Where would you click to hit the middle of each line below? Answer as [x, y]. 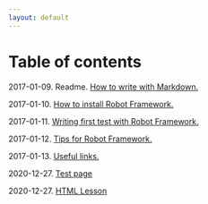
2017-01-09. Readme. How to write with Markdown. [104, 87]
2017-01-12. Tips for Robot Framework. [80, 139]
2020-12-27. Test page [51, 173]
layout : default [39, 17]
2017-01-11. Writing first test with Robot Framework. [104, 121]
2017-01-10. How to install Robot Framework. [91, 104]
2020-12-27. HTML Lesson [58, 191]
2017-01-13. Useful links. [54, 156]
